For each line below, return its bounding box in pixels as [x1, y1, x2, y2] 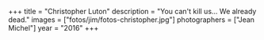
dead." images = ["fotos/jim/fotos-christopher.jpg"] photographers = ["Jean [8, 15, 255, 24]
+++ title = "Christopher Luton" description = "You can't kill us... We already [8, 7, 257, 16]
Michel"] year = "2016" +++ [8, 24, 99, 32]
